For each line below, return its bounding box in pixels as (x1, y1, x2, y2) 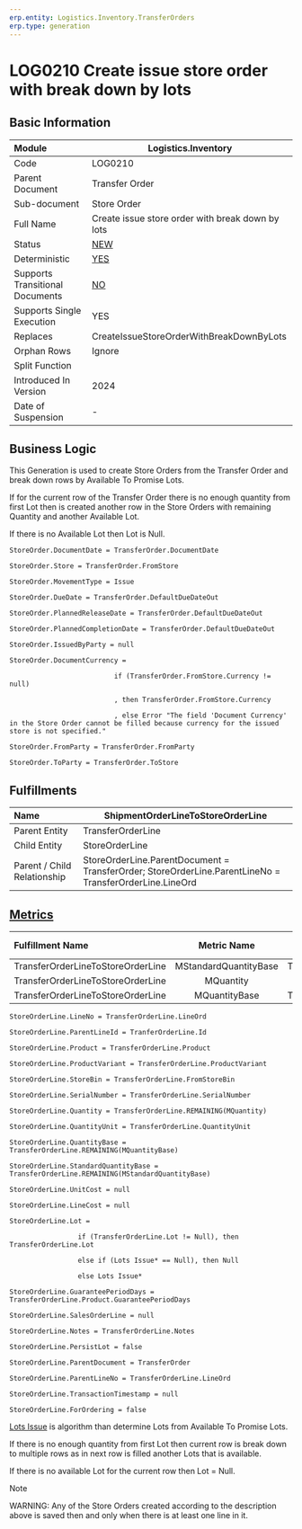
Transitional (13, 278, 64, 290)
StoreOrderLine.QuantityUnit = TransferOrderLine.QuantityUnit (9, 1122, 252, 1131)
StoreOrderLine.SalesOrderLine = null (9, 1311, 155, 1320)
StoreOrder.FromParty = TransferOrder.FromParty (9, 742, 195, 751)
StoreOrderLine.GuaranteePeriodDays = (9, 1287, 155, 1296)
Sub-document (13, 197, 79, 209)
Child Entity (13, 840, 63, 852)
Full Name (13, 218, 57, 230)
